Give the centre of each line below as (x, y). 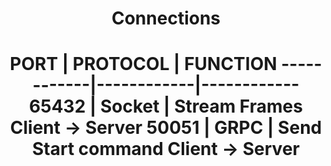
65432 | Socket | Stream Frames (166, 106)
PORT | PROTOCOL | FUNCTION (143, 64)
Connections (166, 18)
